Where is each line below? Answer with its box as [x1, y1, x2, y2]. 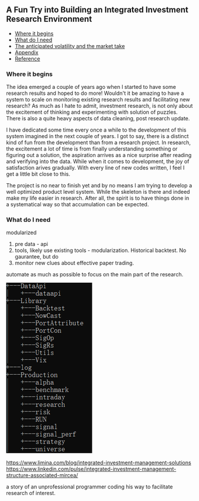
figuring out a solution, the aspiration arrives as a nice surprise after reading [6, 151, 192, 158]
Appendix [14, 49, 38, 56]
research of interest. [6, 490, 56, 497]
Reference [14, 55, 40, 62]
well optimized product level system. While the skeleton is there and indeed [6, 188, 191, 195]
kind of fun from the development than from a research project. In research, [6, 139, 191, 146]
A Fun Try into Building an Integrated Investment [6, 5, 188, 15]
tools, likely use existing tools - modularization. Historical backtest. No [14, 247, 187, 254]
